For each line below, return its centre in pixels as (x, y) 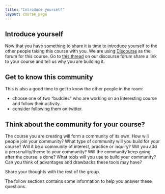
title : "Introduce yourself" (35, 10)
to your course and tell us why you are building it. (55, 61)
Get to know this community (49, 77)
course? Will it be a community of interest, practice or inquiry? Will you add (81, 146)
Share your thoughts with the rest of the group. (53, 171)
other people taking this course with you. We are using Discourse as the (78, 51)
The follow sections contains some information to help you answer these (79, 181)
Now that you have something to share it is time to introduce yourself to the (81, 46)
